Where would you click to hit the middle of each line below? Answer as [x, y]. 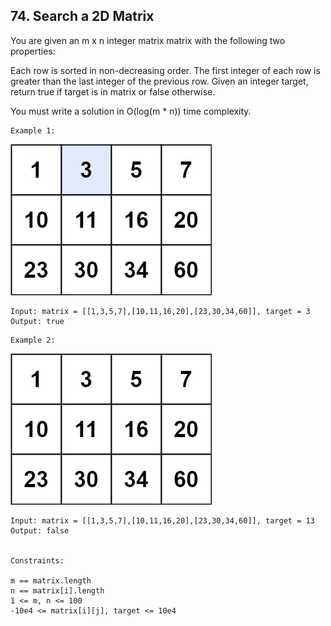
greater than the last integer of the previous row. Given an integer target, [159, 81]
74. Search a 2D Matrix [82, 16]
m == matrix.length [51, 580]
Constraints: [37, 560]
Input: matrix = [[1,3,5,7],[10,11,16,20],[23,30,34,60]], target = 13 [162, 520]
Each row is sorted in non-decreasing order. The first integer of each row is [165, 70]
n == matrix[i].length [57, 590]
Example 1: [33, 130]
